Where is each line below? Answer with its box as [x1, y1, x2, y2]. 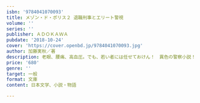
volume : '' [6, 20, 34, 26]
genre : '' [6, 65, 32, 71]
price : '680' [6, 59, 40, 65]
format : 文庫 [6, 76, 38, 82]
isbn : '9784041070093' [6, 8, 64, 15]
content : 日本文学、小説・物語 [6, 82, 77, 88]
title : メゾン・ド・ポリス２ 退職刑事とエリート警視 [6, 15, 124, 21]
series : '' [6, 25, 34, 32]
